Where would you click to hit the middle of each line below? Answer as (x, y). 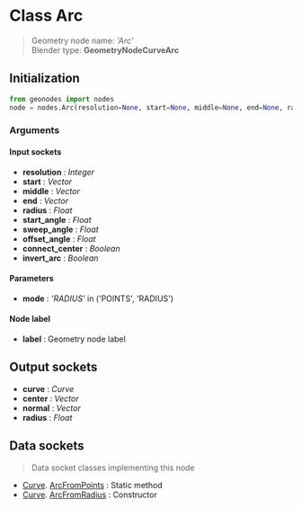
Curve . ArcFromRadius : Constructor (89, 495)
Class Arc (46, 16)
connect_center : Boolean (71, 248)
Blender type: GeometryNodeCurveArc (105, 49)
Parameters (31, 279)
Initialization (45, 79)
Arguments (35, 130)
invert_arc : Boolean (60, 258)
